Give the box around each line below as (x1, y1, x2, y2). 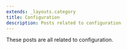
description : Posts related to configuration (6, 20, 121, 26)
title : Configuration (6, 14, 60, 20)
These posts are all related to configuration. (6, 36, 113, 44)
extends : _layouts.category (6, 8, 76, 15)
